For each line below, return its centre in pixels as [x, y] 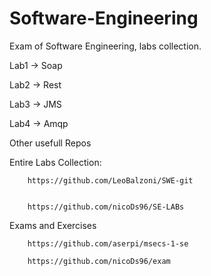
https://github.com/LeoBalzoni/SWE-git [110, 180]
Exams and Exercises [53, 225]
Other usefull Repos [50, 143]
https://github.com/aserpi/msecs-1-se [108, 243]
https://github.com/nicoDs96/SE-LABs [106, 207]
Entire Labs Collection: [55, 162]
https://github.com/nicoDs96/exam [99, 261]
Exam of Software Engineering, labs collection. [105, 46]
